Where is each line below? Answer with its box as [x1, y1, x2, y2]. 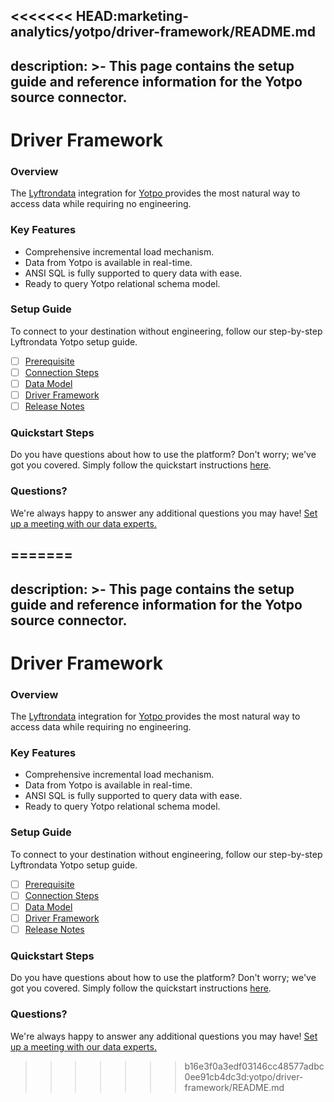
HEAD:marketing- [75, 8, 190, 25]
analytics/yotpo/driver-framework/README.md [10, 24, 317, 41]
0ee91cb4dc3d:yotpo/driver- [184, 1070, 304, 1083]
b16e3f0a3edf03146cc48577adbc [184, 1060, 325, 1072]
